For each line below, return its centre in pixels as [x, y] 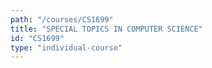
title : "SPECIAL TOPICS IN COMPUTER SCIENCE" [106, 29]
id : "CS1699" [37, 38]
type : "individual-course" [66, 47]
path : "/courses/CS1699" [62, 19]
